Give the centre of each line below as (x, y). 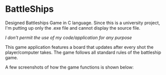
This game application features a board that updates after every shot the (80, 47)
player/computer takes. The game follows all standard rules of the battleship (83, 52)
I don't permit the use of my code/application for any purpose (69, 37)
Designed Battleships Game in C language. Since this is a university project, (83, 23)
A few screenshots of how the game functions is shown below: (70, 67)
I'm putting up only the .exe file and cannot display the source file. (73, 28)
